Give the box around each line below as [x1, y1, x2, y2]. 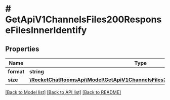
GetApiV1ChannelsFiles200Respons [5, 14, 162, 25]
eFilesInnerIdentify [5, 25, 87, 36]
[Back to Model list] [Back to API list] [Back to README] [5, 89, 121, 95]
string [29, 68, 45, 75]
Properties [5, 44, 39, 53]
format [8, 68, 25, 75]
